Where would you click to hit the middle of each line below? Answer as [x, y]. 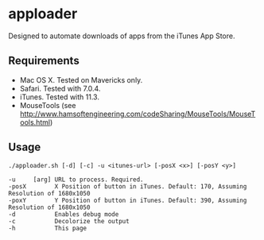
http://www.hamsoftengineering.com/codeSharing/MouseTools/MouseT [138, 114]
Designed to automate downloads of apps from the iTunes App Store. [122, 36]
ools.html [35, 122]
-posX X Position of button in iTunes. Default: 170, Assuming [128, 186]
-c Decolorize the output [69, 221]
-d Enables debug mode [64, 214]
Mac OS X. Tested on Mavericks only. [81, 79]
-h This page [48, 228]
